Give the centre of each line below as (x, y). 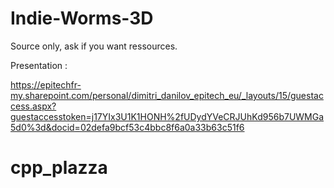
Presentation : (39, 65)
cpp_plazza (59, 168)
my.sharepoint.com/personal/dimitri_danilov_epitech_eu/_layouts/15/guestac (167, 95)
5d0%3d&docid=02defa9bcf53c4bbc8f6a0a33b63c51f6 (127, 127)
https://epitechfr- (46, 84)
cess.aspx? (33, 106)
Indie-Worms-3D (82, 18)
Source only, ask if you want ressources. (94, 46)
